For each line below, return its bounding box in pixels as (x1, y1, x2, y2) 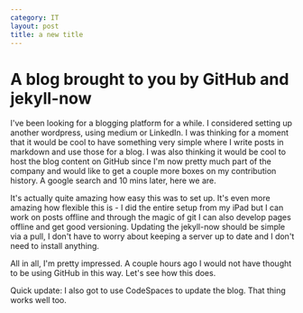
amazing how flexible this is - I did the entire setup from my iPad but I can (10, 202, 284, 213)
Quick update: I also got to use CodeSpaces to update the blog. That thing (10, 285, 287, 296)
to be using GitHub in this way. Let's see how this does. (10, 268, 216, 279)
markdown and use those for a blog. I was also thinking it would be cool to (10, 146, 287, 158)
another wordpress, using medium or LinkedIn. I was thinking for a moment (10, 127, 289, 138)
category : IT (10, 13, 60, 23)
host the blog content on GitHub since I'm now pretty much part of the (10, 156, 271, 167)
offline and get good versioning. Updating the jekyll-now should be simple (10, 222, 286, 233)
